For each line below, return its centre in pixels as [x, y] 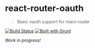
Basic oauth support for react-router [53, 22]
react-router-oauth [44, 8]
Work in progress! [23, 40]
